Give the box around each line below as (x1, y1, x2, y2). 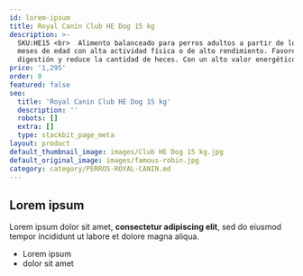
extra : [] (17, 123, 54, 132)
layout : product (9, 139, 70, 148)
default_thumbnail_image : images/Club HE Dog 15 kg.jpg (9, 147, 224, 156)
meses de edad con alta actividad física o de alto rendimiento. (17, 47, 269, 56)
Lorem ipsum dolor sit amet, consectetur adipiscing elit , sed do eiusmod (9, 222, 282, 233)
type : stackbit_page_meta (17, 131, 115, 140)
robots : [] (17, 114, 59, 123)
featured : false (9, 80, 70, 89)
